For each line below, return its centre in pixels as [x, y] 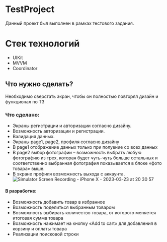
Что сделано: [22, 114]
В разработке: [21, 191]
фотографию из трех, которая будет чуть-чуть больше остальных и [85, 158]
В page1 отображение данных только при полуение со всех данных [85, 147]
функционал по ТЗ [25, 101]
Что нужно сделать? [39, 84]
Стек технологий [43, 44]
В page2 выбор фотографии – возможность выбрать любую [77, 152]
